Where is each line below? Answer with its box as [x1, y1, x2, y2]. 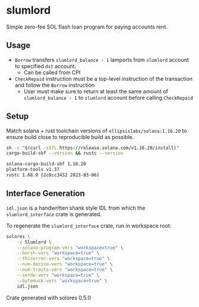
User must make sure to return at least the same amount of [23, 87, 168, 95]
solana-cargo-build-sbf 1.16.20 [6, 161, 86, 167]
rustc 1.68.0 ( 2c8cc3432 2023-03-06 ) [6, 172, 100, 178]
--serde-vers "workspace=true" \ [17, 272, 100, 278]
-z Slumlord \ [17, 239, 52, 245]
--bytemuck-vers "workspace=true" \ [17, 277, 108, 284]
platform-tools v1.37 [6, 167, 60, 173]
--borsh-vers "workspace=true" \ [17, 250, 100, 256]
